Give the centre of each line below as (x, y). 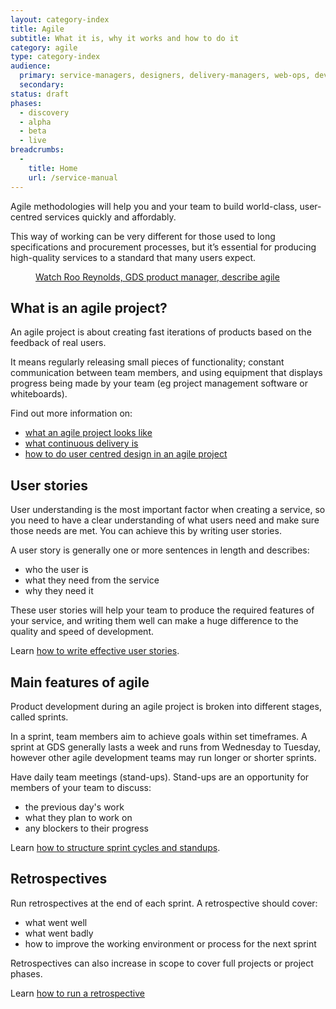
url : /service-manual (73, 177)
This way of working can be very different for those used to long (143, 236)
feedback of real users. (58, 343)
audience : (31, 66)
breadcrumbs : (37, 150)
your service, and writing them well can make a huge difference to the (154, 621)
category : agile (44, 47)
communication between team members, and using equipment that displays (166, 373)
